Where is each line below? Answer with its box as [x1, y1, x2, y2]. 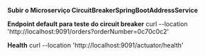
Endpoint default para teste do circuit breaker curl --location [7, 20, 188, 28]
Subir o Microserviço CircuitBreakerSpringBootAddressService [7, 6, 199, 14]
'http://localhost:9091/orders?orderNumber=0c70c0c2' [7, 28, 170, 35]
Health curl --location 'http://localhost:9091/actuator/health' [7, 41, 184, 49]
